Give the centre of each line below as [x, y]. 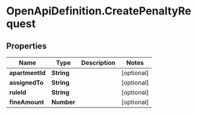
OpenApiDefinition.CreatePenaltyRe [99, 11]
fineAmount [27, 102]
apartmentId [28, 73]
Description [98, 63]
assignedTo [27, 82]
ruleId [18, 92]
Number [63, 102]
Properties [27, 46]
